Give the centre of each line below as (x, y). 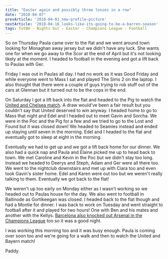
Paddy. (13, 251)
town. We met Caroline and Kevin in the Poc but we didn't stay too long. (79, 158)
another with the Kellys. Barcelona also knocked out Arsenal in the (74, 215)
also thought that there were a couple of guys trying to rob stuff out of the (82, 85)
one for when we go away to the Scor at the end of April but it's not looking (83, 54)
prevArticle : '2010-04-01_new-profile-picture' (56, 19)
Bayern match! (20, 241)
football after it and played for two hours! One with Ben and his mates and (82, 210)
